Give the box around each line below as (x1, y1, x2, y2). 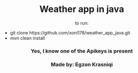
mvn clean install (10, 35, 45, 41)
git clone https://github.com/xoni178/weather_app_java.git (10, 29, 130, 35)
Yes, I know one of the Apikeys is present (31, 47, 133, 54)
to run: (75, 20, 89, 26)
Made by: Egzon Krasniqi (51, 61, 113, 68)
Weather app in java (39, 3, 124, 15)
